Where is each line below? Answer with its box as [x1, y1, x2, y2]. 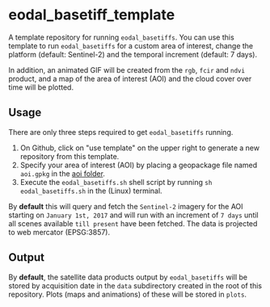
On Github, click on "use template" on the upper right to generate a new [19, 143, 260, 153]
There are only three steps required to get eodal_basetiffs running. [8, 127, 234, 137]
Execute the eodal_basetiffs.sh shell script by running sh [19, 177, 213, 187]
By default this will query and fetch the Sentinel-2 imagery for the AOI [8, 201, 244, 211]
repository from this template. [19, 151, 120, 161]
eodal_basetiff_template [8, 6, 175, 24]
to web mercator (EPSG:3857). [8, 227, 111, 237]
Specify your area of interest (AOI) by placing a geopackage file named [19, 160, 258, 170]
